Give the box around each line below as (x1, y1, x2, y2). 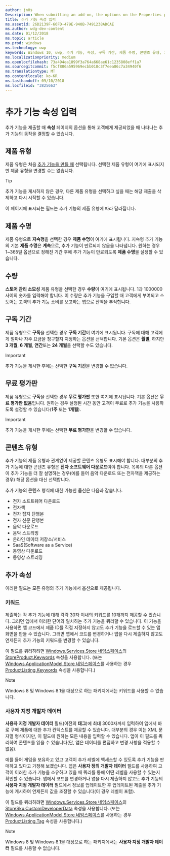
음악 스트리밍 (12, 530, 39, 536)
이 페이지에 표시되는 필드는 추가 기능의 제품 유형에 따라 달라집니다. (5, 205, 136, 211)
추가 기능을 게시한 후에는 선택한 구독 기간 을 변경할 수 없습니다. (5, 363, 128, 369)
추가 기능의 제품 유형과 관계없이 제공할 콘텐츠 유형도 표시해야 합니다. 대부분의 (5, 458, 158, 464)
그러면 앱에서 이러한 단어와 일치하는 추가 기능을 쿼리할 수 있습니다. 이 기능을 (12, 618, 162, 624)
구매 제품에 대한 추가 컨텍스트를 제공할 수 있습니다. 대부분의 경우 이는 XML (10, 726, 158, 733)
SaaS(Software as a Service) (12, 542, 72, 548)
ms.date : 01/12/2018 (5, 31, 49, 36)
